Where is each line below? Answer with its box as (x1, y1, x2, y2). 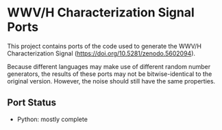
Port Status (7, 97, 57, 109)
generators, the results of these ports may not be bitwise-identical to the (7, 70, 212, 78)
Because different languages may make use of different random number (7, 62, 211, 70)
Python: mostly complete (16, 115, 88, 123)
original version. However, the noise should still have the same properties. (7, 77, 216, 85)
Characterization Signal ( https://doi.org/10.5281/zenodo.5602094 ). (7, 49, 196, 57)
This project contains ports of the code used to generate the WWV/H (7, 42, 202, 50)
